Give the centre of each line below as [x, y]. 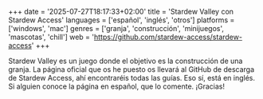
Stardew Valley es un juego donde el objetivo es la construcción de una [126, 61]
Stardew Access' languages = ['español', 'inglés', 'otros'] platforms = [122, 20]
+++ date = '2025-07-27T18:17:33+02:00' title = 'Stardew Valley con [121, 12]
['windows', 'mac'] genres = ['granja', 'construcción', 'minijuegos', [116, 28]
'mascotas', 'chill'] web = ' [51, 37]
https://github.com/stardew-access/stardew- [168, 37]
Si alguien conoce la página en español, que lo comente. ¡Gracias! [117, 86]
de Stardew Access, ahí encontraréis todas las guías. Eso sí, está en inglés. [131, 78]
